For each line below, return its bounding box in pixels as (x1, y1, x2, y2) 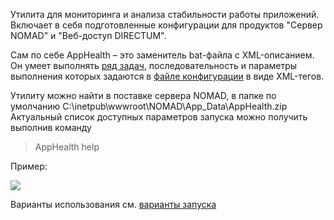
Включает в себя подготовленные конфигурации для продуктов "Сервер (10, 19, 323, 31)
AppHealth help (34, 141, 100, 153)
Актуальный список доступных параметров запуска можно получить (10, 111, 308, 123)
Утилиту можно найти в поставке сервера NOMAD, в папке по (10, 90, 277, 101)
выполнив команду (10, 122, 92, 133)
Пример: (10, 160, 48, 172)
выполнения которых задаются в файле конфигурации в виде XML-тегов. (10, 70, 325, 82)
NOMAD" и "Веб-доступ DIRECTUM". (10, 30, 167, 41)
